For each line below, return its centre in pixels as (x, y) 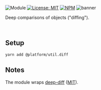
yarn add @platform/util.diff (37, 55)
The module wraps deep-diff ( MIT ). (42, 82)
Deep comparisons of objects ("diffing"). (47, 17)
